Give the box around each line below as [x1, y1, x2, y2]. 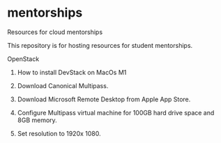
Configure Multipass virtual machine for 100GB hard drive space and [17, 108, 215, 117]
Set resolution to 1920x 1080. [17, 129, 101, 137]
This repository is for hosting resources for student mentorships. [7, 41, 193, 49]
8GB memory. [17, 116, 57, 124]
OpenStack [7, 54, 40, 63]
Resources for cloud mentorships [7, 28, 103, 36]
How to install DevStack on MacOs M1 [17, 68, 127, 76]
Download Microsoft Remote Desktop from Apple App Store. [17, 95, 191, 103]
